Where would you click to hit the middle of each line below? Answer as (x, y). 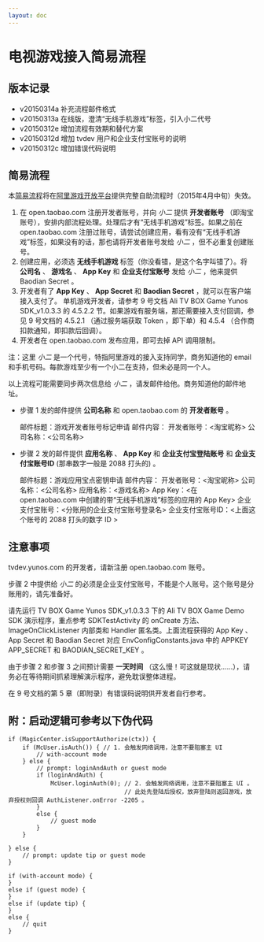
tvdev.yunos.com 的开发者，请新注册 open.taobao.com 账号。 (109, 567)
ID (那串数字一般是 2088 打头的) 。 (103, 464)
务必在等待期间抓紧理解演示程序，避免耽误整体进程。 (94, 677)
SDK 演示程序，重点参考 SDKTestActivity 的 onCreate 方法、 (106, 621)
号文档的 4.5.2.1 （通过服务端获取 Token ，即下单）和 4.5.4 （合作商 (145, 321)
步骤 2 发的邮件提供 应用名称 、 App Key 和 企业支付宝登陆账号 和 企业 (134, 454)
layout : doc (27, 15)
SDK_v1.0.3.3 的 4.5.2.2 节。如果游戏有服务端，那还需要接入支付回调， (133, 311)
